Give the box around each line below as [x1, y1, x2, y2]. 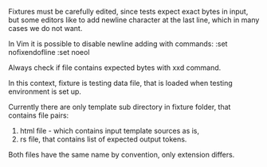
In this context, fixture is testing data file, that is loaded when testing [8, 79, 233, 87]
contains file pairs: [8, 111, 69, 120]
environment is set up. [8, 87, 82, 96]
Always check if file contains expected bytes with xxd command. [8, 63, 222, 72]
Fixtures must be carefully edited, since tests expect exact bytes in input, [8, 7, 249, 16]
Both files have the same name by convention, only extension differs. [8, 150, 235, 159]
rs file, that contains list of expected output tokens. [19, 134, 187, 144]
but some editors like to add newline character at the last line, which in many [8, 15, 260, 25]
